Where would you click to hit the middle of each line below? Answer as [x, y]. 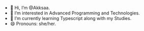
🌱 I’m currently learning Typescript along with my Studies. [71, 18]
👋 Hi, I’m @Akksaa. [30, 8]
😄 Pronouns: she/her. [33, 23]
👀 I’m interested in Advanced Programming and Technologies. [75, 13]
